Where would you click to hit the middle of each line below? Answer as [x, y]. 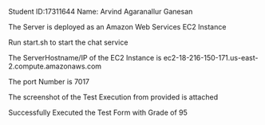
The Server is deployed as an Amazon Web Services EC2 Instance [117, 27]
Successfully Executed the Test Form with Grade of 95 [98, 112]
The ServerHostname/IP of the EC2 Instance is [85, 58]
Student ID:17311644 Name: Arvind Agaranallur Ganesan [101, 12]
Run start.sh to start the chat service [68, 42]
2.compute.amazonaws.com [55, 66]
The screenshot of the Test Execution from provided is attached [113, 97]
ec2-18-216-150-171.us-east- [211, 58]
